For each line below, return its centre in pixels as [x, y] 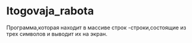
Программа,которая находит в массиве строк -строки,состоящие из [96, 27]
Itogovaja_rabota [50, 11]
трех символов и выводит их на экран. [57, 33]
